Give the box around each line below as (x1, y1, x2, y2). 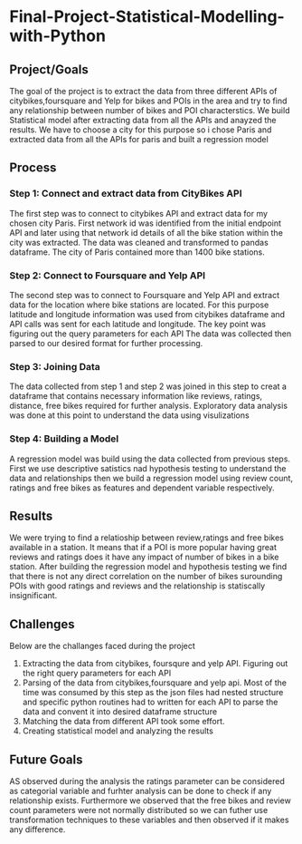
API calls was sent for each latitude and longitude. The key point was (9, 318, 267, 329)
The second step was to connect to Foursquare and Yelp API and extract (9, 289, 280, 300)
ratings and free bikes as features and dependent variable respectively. (9, 482, 275, 493)
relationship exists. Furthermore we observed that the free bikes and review (9, 795, 291, 806)
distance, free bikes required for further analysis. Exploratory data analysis (9, 401, 288, 412)
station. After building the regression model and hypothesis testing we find (9, 561, 288, 572)
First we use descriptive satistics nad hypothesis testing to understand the (9, 462, 287, 473)
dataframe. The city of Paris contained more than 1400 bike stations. (9, 247, 265, 257)
